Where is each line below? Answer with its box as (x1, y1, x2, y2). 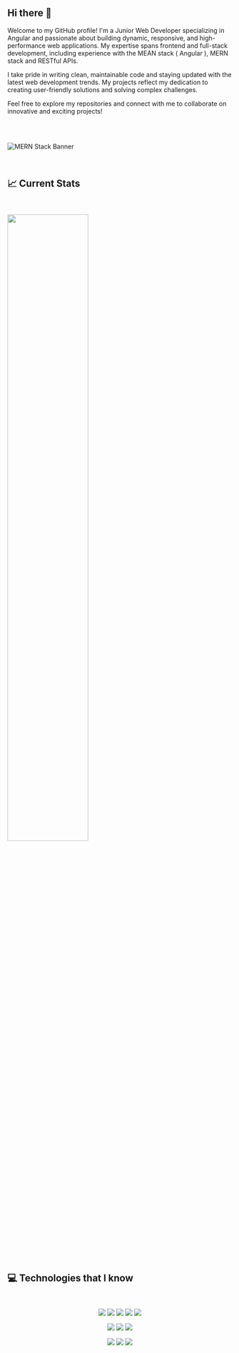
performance (7, 41, 46, 50)
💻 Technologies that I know (7, 1272, 133, 1284)
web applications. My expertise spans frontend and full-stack (47, 41, 228, 50)
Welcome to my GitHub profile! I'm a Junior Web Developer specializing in (7, 26, 225, 34)
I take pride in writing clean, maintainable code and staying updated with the (7, 70, 232, 79)
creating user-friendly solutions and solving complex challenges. (7, 85, 198, 94)
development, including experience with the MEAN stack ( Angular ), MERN (7, 49, 228, 57)
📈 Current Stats (7, 178, 81, 190)
